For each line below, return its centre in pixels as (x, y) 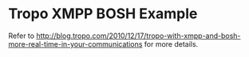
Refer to (21, 36)
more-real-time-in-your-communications (75, 44)
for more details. (171, 44)
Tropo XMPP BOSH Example (103, 14)
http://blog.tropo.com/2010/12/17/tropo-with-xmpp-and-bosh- (138, 36)
